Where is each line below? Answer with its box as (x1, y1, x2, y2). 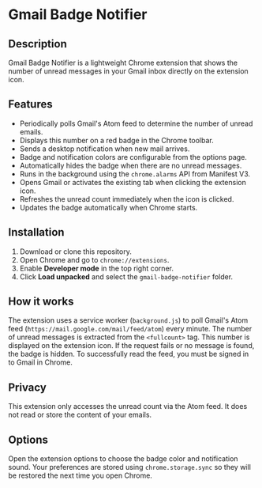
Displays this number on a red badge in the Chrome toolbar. (19, 135, 215, 145)
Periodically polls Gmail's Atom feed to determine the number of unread (19, 119, 253, 128)
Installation (8, 225, 65, 239)
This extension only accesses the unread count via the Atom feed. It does (8, 402, 248, 411)
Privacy (8, 380, 47, 394)
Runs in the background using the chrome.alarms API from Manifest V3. (19, 168, 251, 179)
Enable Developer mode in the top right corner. (19, 263, 174, 273)
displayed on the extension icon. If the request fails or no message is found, (8, 341, 255, 350)
